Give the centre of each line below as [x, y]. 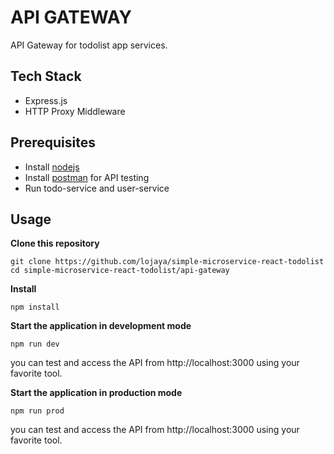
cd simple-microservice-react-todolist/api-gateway [120, 271]
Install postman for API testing [87, 177]
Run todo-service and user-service [97, 188]
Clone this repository [55, 243]
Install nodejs [52, 167]
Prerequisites [53, 142]
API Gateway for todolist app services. [89, 45]
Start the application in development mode [101, 326]
